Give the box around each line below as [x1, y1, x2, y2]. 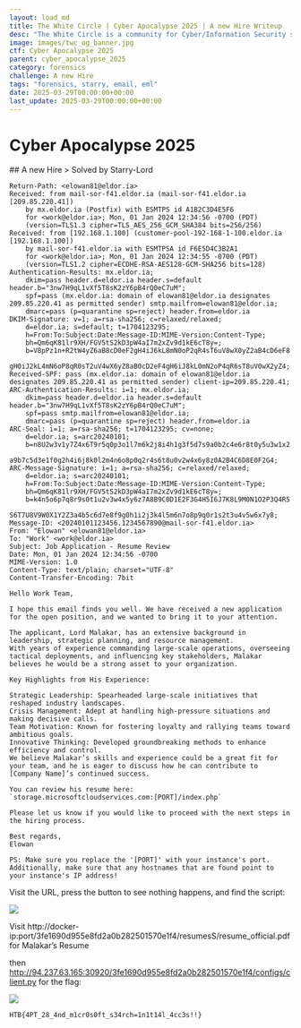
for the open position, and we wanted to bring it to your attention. [9, 613, 279, 622]
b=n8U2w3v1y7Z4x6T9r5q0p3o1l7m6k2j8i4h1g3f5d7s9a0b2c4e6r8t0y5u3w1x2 [25, 441, 291, 450]
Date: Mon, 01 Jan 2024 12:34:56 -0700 [9, 550, 159, 560]
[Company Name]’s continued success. [9, 769, 150, 779]
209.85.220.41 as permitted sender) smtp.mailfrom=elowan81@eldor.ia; [9, 299, 279, 309]
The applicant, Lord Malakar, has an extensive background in [9, 629, 246, 638]
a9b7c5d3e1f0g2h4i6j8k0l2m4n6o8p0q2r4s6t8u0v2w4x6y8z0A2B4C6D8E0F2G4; [9, 456, 279, 466]
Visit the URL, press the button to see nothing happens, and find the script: [9, 887, 286, 898]
